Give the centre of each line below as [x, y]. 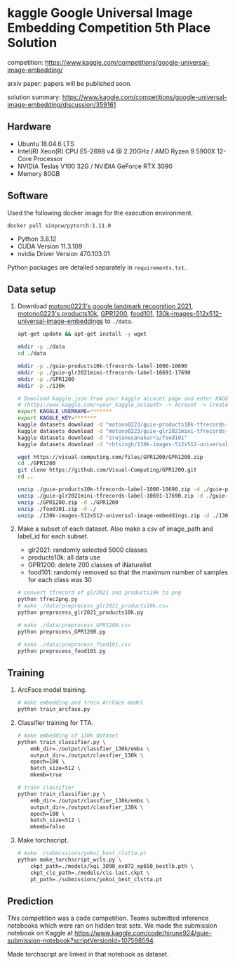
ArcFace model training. [52, 690]
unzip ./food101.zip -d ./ [57, 509]
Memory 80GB [39, 173]
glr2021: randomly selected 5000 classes [87, 550]
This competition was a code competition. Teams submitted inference [108, 918]
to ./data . [119, 321]
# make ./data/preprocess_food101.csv [74, 644]
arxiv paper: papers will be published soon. [69, 83]
